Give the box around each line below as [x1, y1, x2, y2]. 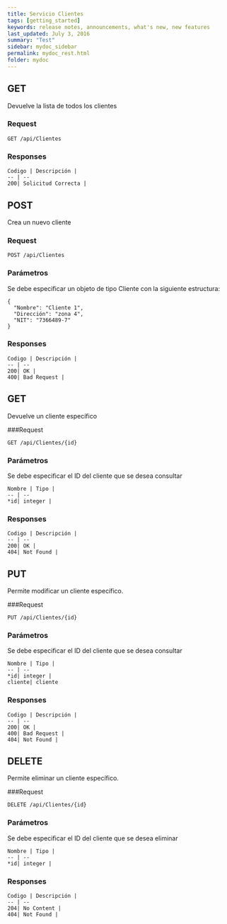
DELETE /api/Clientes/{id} [7, 802, 87, 809]
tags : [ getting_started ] [7, 17, 81, 24]
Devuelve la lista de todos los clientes [7, 101, 117, 110]
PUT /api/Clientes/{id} [7, 614, 78, 622]
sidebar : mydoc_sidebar [7, 43, 78, 50]
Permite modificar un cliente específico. [7, 587, 124, 595]
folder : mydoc [7, 57, 50, 64]
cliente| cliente [7, 679, 59, 686]
